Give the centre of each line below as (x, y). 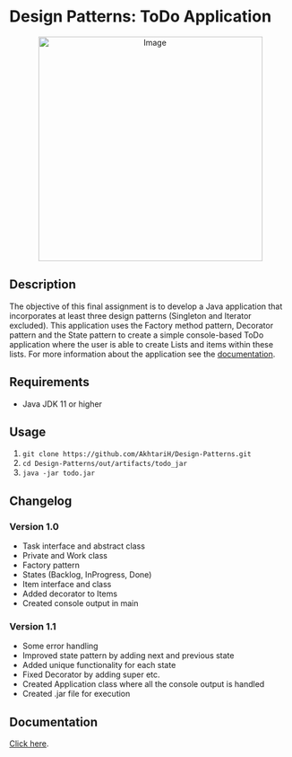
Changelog (41, 501)
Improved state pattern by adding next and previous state (128, 656)
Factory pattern (51, 565)
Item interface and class (67, 585)
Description (43, 285)
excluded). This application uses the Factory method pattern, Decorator (142, 325)
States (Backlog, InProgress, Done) (87, 575)
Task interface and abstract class (84, 546)
